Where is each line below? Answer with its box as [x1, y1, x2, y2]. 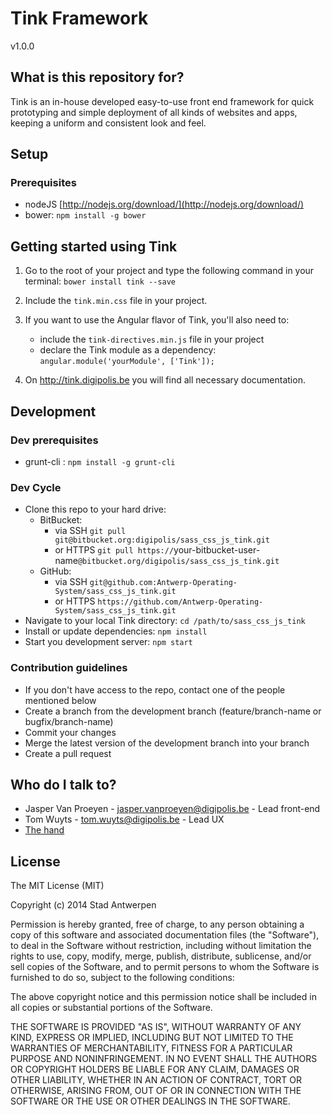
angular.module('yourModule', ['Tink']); [39, 357, 215, 367]
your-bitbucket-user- [173, 544, 261, 556]
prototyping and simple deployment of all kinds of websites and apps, [10, 106, 298, 118]
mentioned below [24, 694, 97, 706]
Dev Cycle [10, 480, 62, 494]
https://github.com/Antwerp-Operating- [97, 597, 264, 607]
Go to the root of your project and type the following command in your [24, 265, 315, 277]
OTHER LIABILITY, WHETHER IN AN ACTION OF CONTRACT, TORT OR [10, 1074, 302, 1086]
